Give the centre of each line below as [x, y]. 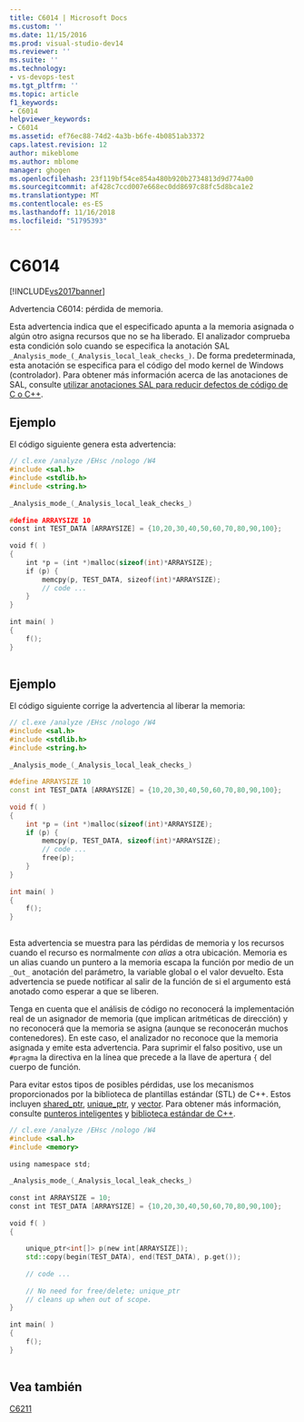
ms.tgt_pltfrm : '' [44, 86]
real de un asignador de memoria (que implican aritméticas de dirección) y [149, 1019]
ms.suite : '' [34, 60]
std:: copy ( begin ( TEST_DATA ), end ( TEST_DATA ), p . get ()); [134, 1257]
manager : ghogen [40, 170]
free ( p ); [59, 858]
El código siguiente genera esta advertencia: [93, 444]
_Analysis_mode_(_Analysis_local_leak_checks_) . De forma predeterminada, [152, 355]
